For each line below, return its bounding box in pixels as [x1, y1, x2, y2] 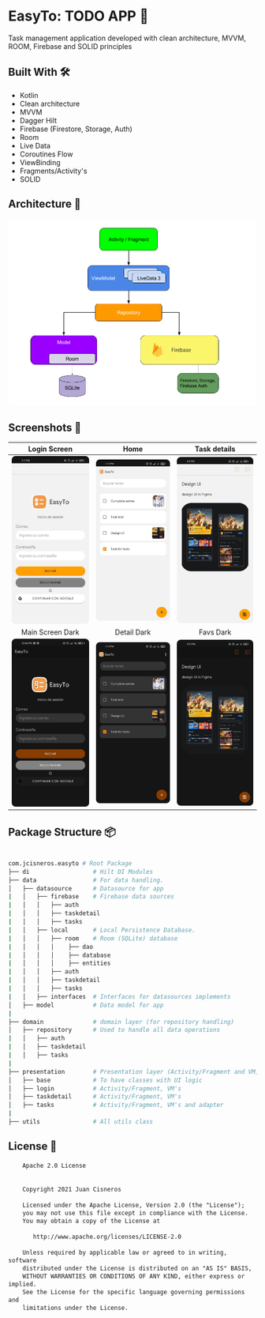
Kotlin [19, 90, 39, 100]
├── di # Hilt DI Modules [8, 868, 154, 876]
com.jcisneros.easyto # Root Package [8, 859, 132, 868]
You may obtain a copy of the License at [22, 1217, 160, 1225]
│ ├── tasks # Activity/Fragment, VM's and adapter [8, 1101, 224, 1109]
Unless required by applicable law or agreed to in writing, [22, 1248, 227, 1256]
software [8, 1256, 37, 1264]
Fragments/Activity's [19, 166, 88, 175]
